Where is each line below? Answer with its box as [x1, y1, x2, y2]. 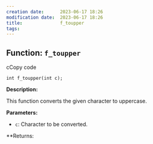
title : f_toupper [6, 20, 85, 26]
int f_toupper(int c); [6, 76, 63, 82]
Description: [6, 86, 38, 93]
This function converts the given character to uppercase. [6, 97, 147, 105]
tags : [6, 25, 20, 32]
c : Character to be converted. [14, 121, 88, 128]
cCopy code [6, 64, 37, 71]
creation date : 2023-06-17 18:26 [6, 8, 103, 15]
